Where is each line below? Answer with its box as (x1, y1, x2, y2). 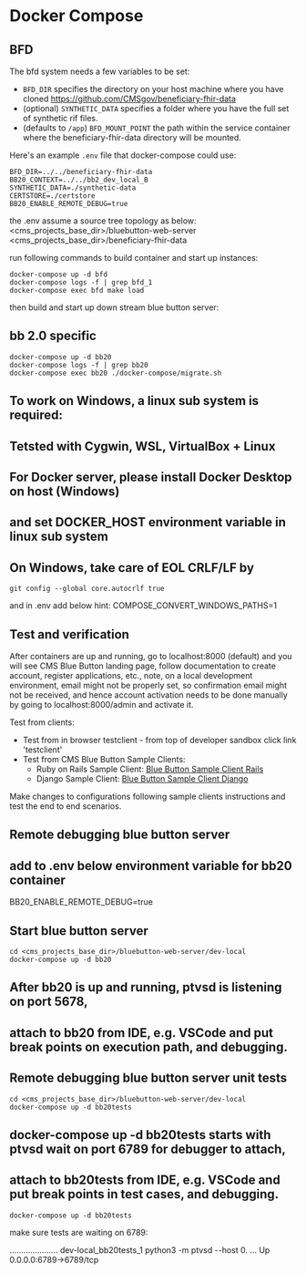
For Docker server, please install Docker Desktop (9, 469, 293, 484)
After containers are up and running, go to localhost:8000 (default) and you (9, 651, 293, 661)
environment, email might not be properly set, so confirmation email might (9, 680, 288, 690)
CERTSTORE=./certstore (9, 192, 96, 201)
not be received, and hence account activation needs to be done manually (9, 689, 289, 700)
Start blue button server (9, 923, 148, 938)
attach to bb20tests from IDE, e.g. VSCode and (9, 1173, 280, 1188)
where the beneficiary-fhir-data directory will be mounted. (22, 132, 241, 142)
